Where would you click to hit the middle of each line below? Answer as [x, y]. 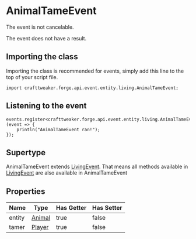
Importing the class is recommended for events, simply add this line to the [95, 71]
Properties [26, 191]
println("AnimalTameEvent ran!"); [58, 129]
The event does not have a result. [46, 38]
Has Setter [107, 208]
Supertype [26, 153]
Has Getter [71, 208]
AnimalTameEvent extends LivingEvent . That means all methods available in [97, 167]
